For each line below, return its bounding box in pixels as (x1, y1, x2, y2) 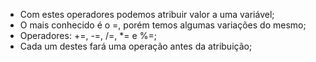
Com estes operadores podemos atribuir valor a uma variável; (19, 9, 275, 20)
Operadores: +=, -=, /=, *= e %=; (19, 30, 157, 41)
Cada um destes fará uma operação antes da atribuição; (19, 40, 253, 52)
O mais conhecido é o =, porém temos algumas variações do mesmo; (19, 19, 307, 31)
